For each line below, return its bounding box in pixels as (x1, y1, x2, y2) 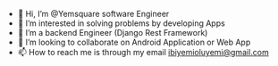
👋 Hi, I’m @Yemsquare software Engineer (17, 9, 170, 19)
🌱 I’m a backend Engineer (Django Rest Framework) (17, 28, 208, 37)
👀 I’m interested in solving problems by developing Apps (17, 18, 225, 29)
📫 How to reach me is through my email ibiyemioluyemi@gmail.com (17, 47, 270, 57)
